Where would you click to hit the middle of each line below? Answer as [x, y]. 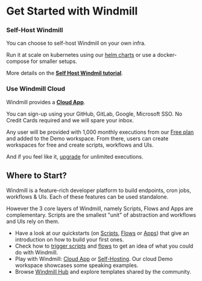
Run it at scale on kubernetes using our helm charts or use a [81, 55]
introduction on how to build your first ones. [69, 239]
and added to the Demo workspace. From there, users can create [87, 138]
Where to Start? [37, 176]
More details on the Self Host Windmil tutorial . [65, 73]
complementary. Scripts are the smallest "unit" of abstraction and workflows [101, 215]
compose [18, 61]
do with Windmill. [36, 252]
